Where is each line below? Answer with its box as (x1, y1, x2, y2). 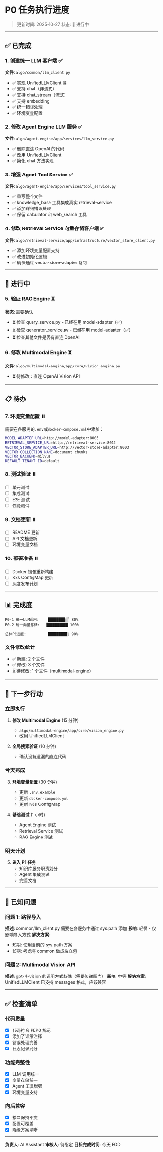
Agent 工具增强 (12, 1083, 43, 1089)
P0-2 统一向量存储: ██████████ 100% (5, 622, 79, 627)
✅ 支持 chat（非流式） (12, 86, 57, 91)
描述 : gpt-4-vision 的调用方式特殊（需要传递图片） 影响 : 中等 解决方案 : (5, 973, 146, 979)
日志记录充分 (12, 1046, 38, 1051)
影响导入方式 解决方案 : (5, 932, 50, 938)
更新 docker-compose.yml (19, 795, 69, 801)
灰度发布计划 (12, 580, 38, 586)
